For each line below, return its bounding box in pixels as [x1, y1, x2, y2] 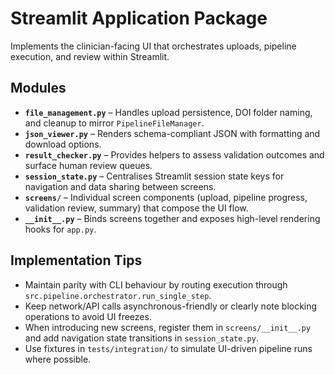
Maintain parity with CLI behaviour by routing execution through [24, 278, 288, 291]
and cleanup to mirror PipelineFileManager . [24, 117, 205, 129]
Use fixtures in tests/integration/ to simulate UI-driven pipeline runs [24, 342, 313, 354]
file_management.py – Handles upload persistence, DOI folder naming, [24, 106, 313, 118]
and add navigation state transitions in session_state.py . [24, 332, 259, 344]
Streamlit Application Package [10, 7, 268, 30]
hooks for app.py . [24, 223, 97, 235]
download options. [24, 138, 102, 150]
